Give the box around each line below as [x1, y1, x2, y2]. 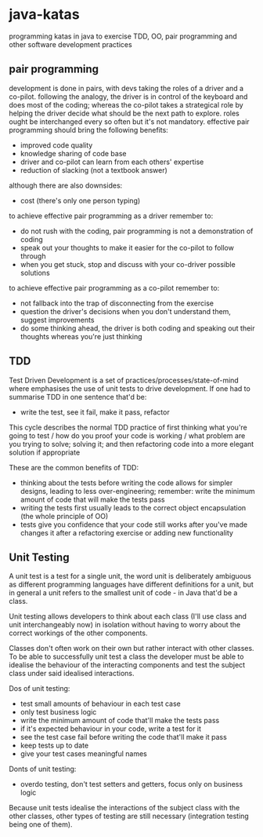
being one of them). [9, 820, 73, 829]
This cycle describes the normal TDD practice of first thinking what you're [9, 422, 247, 432]
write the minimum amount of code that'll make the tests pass [20, 716, 220, 726]
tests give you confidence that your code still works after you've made [20, 520, 248, 529]
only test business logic [20, 707, 97, 717]
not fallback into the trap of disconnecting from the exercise [20, 298, 214, 308]
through [20, 251, 46, 261]
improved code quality [20, 140, 93, 150]
